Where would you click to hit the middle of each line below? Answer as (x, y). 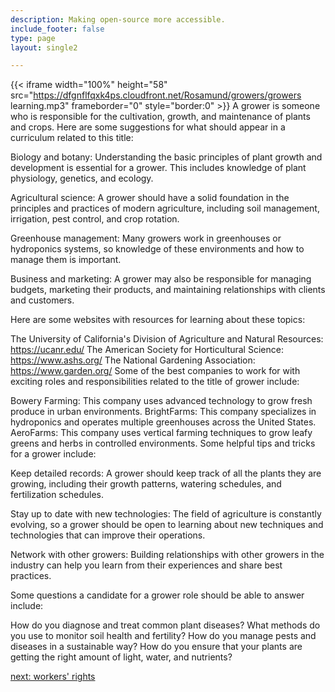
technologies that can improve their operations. (108, 535)
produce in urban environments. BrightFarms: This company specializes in (163, 412)
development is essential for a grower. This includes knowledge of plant (158, 168)
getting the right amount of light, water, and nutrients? (121, 657)
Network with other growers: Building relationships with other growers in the (167, 555)
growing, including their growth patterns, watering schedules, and (146, 484)
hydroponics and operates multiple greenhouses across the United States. (163, 422)
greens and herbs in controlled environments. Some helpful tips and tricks (163, 443)
